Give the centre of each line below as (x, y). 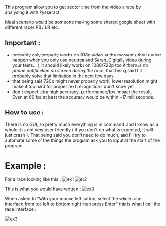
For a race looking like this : (33, 179)
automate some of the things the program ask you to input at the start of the (83, 140)
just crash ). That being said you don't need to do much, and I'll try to (75, 135)
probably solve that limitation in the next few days (63, 76)
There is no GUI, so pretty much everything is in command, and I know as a (82, 124)
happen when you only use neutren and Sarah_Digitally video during (82, 60)
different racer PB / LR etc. (32, 27)
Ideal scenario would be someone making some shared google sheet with (80, 22)
